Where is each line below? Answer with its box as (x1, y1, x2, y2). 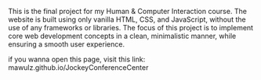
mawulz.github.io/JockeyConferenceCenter (8, 63, 149, 72)
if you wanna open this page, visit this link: (8, 54, 146, 64)
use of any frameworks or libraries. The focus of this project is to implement (8, 23, 253, 32)
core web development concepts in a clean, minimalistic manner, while (8, 31, 237, 40)
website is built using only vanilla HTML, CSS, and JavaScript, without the (8, 15, 246, 24)
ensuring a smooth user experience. (8, 40, 125, 49)
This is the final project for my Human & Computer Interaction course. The (8, 7, 247, 16)
